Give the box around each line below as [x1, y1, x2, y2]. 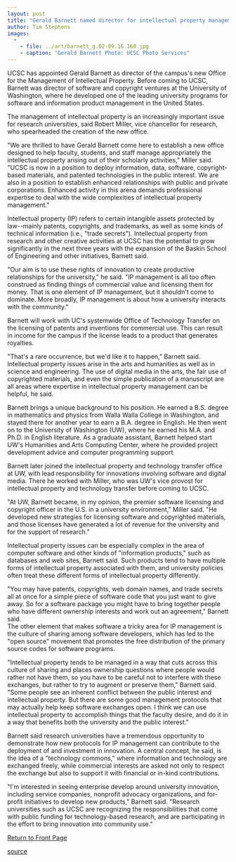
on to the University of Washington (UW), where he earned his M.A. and [7, 425, 216, 434]
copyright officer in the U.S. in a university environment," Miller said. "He [7, 505, 218, 513]
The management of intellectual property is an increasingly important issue [7, 112, 225, 120]
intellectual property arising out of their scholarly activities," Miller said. [7, 155, 214, 164]
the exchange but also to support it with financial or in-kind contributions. [7, 768, 220, 777]
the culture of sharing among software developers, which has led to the [7, 629, 214, 638]
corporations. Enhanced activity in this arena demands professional [7, 186, 202, 194]
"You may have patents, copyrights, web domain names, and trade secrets [7, 584, 223, 593]
